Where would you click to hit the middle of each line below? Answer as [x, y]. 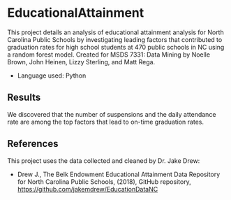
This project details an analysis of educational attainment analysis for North [116, 32]
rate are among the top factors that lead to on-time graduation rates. [106, 122]
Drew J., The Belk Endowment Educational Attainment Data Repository [119, 174]
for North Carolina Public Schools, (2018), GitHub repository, [104, 181]
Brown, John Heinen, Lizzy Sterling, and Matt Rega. [81, 62]
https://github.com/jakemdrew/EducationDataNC [88, 189]
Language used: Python [52, 76]
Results [24, 98]
